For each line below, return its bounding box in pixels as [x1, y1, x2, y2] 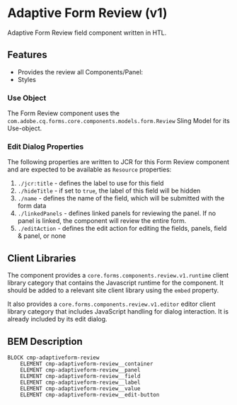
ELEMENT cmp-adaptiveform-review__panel [20, 366, 141, 373]
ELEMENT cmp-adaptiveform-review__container [20, 360, 154, 367]
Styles [17, 75, 37, 84]
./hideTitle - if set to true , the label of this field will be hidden [17, 186, 201, 195]
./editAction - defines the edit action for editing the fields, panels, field [17, 224, 227, 233]
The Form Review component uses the [7, 109, 120, 118]
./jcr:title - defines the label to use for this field [17, 179, 164, 188]
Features [7, 49, 47, 61]
